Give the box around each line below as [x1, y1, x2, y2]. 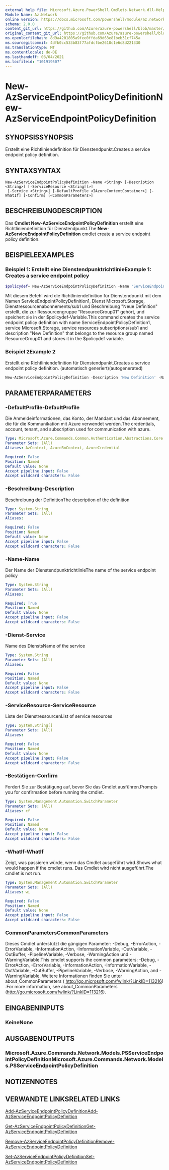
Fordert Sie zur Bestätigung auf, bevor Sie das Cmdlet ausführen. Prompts [5, 783, 157, 790]
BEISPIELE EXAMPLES [5, 251, 74, 259]
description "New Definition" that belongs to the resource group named [5, 330, 153, 336]
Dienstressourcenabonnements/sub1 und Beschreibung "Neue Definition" [5, 303, 158, 309]
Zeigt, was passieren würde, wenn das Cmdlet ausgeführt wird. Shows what [5, 860, 162, 866]
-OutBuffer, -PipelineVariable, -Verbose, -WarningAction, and [32, 968, 158, 974]
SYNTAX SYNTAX [5, 166, 61, 175]
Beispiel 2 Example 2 [5, 348, 56, 355]
